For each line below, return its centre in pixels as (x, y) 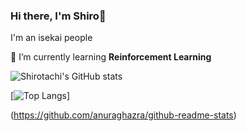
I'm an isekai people (51, 38)
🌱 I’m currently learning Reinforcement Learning (111, 57)
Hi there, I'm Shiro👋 (58, 16)
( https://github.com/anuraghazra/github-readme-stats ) (123, 115)
